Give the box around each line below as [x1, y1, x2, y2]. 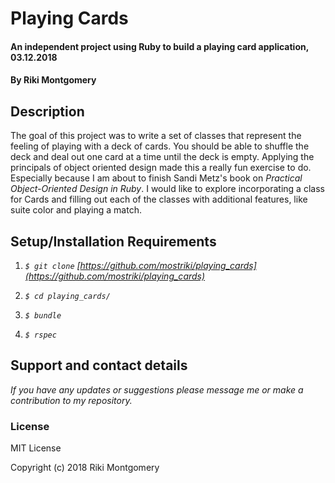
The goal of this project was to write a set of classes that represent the [10, 130, 302, 142]
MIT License [10, 442, 62, 454]
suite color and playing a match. [10, 204, 142, 216]
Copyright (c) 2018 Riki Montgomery [10, 462, 160, 474]
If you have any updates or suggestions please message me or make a [10, 383, 304, 396]
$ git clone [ [24, 260, 81, 271]
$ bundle [24, 311, 62, 321]
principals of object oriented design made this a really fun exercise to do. [10, 162, 312, 174]
